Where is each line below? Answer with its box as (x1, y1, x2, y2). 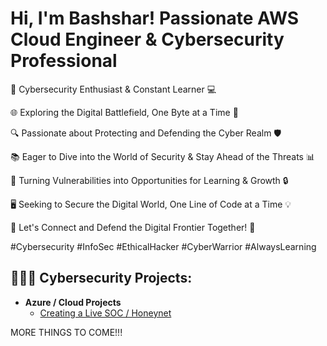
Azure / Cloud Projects (24, 296, 122, 308)
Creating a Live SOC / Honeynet (39, 307, 172, 319)
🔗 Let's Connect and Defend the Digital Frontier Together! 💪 (10, 221, 256, 233)
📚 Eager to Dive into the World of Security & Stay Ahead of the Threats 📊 (10, 150, 315, 162)
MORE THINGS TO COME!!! (10, 326, 123, 338)
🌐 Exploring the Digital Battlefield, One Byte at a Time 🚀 (10, 106, 239, 118)
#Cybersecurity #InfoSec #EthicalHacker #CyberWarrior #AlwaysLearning (10, 240, 317, 252)
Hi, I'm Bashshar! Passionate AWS (10, 7, 300, 30)
